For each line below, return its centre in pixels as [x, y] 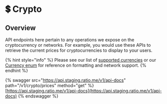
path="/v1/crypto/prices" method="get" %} [50, 85]
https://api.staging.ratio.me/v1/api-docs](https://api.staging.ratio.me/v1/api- [84, 91]
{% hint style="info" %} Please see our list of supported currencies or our [81, 60]
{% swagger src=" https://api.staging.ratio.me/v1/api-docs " [66, 80]
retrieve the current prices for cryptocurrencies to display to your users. [79, 50]
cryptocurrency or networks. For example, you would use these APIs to [78, 45]
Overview [21, 28]
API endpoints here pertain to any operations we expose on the [70, 40]
